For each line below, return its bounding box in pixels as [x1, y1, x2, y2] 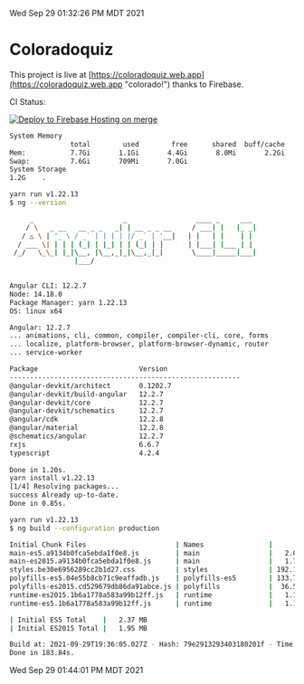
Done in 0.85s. [9, 499, 67, 508]
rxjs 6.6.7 [9, 440, 160, 449]
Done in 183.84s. [9, 649, 75, 658]
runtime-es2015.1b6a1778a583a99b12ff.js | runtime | [9, 590, 273, 600]
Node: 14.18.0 [9, 290, 63, 299]
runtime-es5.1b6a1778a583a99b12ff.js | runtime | [9, 599, 273, 608]
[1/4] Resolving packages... [9, 482, 119, 491]
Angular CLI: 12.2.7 [9, 281, 88, 290]
